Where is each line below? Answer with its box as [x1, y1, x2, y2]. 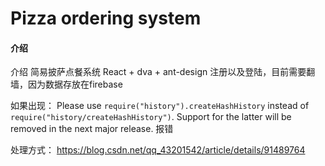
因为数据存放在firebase [27, 78, 123, 91]
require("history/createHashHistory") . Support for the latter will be [10, 111, 292, 123]
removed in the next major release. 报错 [10, 123, 174, 135]
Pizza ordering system [10, 7, 202, 30]
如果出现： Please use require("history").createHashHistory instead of [10, 100, 310, 112]
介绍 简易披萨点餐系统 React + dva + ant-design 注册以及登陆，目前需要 [10, 66, 307, 78]
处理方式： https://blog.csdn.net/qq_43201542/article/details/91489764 [10, 144, 306, 156]
